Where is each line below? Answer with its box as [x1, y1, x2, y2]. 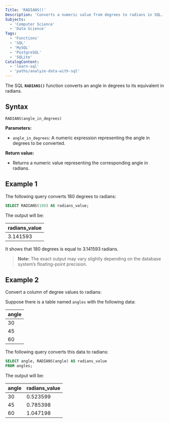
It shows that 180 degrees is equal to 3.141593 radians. [5, 246, 119, 252]
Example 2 [5, 276, 39, 284]
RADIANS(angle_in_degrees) [5, 116, 62, 121]
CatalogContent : [5, 59, 39, 64]
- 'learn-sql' [10, 64, 39, 69]
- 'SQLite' [10, 54, 33, 60]
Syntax [5, 102, 28, 111]
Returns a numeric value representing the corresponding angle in [12, 160, 148, 166]
